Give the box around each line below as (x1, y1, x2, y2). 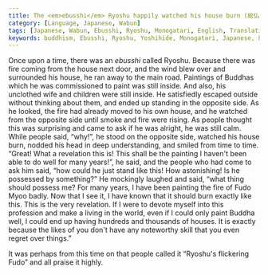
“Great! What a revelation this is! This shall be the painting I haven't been (8, 149, 247, 159)
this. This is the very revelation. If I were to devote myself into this (8, 200, 224, 210)
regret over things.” (8, 234, 72, 243)
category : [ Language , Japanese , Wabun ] (8, 19, 141, 27)
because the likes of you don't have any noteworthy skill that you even (8, 225, 240, 235)
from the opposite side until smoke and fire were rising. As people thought (8, 115, 253, 124)
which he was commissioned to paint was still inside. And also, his (8, 81, 227, 91)
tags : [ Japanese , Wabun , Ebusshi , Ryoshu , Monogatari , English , (8, 26, 227, 34)
